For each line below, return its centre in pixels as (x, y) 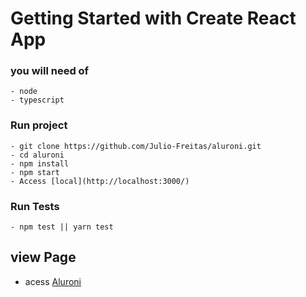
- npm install (40, 163)
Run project (39, 125)
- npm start (35, 172)
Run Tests (35, 206)
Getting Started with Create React (153, 18)
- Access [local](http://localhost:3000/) (100, 181)
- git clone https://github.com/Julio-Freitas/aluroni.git (136, 146)
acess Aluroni (53, 281)
